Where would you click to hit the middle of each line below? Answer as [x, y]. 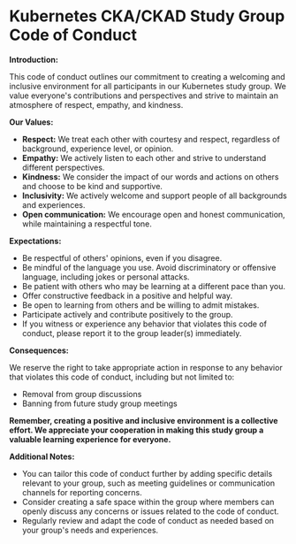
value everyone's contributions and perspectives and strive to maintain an [144, 96]
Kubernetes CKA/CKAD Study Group [147, 16]
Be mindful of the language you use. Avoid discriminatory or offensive [149, 267]
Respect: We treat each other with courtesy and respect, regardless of [151, 139]
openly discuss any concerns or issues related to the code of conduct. [150, 511]
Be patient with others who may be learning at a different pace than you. [153, 286]
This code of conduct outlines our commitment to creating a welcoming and [147, 76]
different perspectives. [63, 167]
